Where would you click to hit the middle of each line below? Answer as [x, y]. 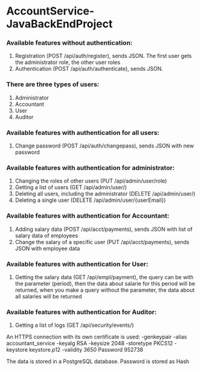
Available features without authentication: [69, 43]
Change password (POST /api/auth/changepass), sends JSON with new [104, 146]
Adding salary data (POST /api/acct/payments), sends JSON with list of [104, 229]
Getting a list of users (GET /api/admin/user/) [71, 187]
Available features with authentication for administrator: [91, 168]
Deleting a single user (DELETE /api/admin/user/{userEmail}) [90, 200]
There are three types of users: [53, 85]
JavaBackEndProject [59, 24]
